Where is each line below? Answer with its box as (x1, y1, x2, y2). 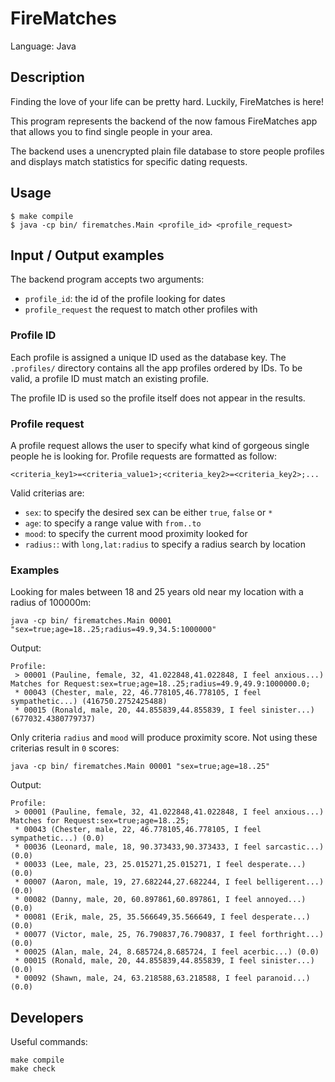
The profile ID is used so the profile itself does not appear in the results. (10, 392, 306, 404)
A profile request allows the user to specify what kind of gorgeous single (10, 439, 310, 451)
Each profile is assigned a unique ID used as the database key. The (10, 351, 287, 363)
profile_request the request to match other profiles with (24, 303, 258, 316)
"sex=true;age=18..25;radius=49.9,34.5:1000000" (10, 625, 217, 635)
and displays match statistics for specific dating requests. (10, 155, 248, 167)
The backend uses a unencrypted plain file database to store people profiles (10, 145, 325, 157)
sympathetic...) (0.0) (10, 833, 105, 844)
